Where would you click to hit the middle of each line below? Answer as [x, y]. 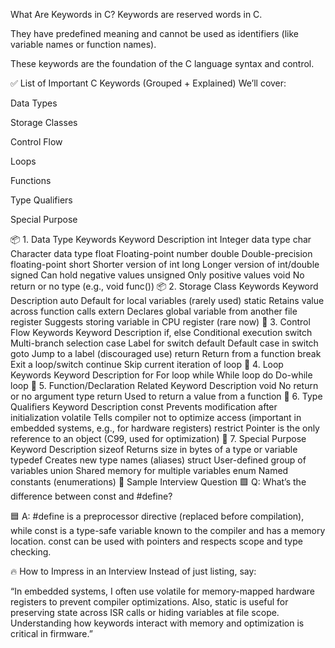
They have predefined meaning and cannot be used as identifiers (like [154, 33]
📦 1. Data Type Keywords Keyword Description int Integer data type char [161, 239]
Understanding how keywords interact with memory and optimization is [157, 623]
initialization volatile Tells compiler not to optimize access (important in [156, 417]
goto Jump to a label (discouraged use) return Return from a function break [166, 353]
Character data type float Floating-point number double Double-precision [161, 253]
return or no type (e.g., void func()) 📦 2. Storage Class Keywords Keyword [164, 286]
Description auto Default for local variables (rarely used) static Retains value [167, 300]
